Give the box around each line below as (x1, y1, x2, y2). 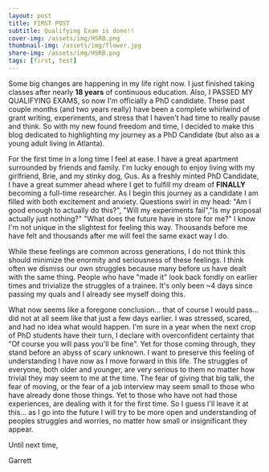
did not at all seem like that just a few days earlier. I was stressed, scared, (8, 313, 252, 322)
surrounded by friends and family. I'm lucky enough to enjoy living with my (8, 162, 255, 172)
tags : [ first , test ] (8, 57, 78, 65)
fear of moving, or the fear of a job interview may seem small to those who (8, 381, 255, 391)
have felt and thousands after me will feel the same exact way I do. (8, 231, 230, 240)
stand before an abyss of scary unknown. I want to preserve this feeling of (8, 347, 255, 357)
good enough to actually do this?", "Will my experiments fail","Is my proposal (8, 205, 262, 215)
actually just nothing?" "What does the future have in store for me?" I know (8, 214, 256, 224)
